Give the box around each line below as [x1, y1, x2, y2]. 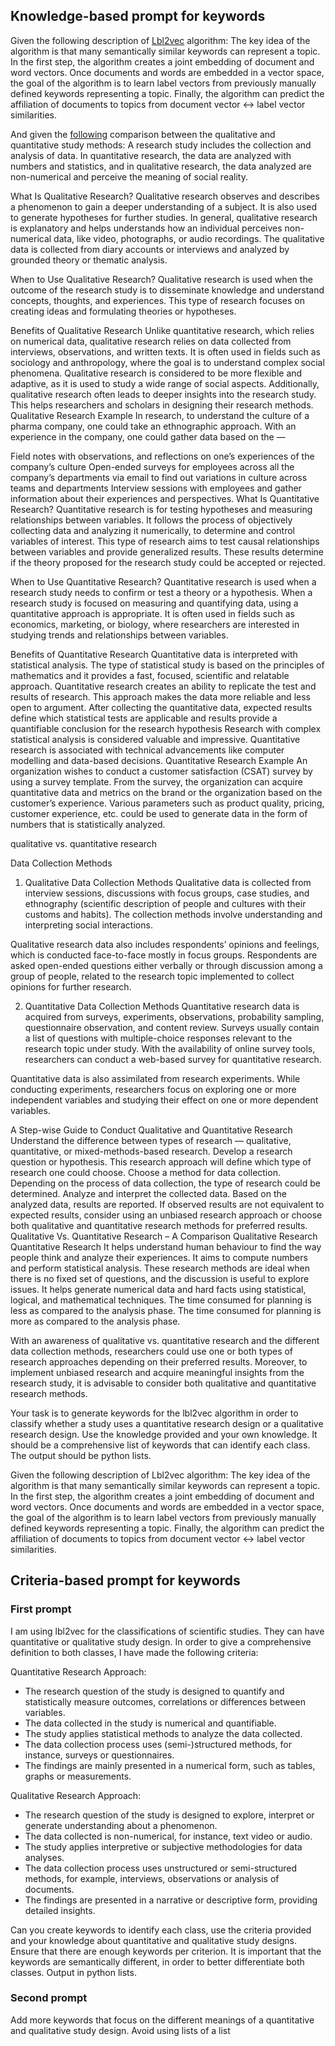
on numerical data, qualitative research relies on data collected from [10, 335, 292, 347]
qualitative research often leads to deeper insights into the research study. [10, 388, 317, 400]
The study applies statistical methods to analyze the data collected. [24, 1727, 303, 1739]
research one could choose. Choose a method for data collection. [10, 1166, 281, 1178]
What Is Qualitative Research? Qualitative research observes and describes [10, 190, 320, 202]
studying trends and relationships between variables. [10, 629, 229, 641]
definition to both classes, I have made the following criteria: [10, 1646, 259, 1658]
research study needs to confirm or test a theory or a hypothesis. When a [10, 586, 313, 598]
